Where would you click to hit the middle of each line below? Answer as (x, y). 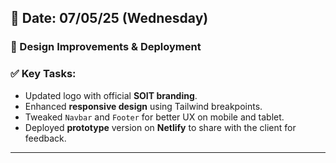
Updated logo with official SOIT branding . (111, 95)
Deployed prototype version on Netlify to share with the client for (160, 127)
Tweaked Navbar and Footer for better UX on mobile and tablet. (154, 117)
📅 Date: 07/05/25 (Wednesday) (109, 18)
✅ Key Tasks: (43, 74)
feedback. (45, 138)
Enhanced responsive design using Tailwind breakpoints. (143, 106)
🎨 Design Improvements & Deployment (106, 47)
